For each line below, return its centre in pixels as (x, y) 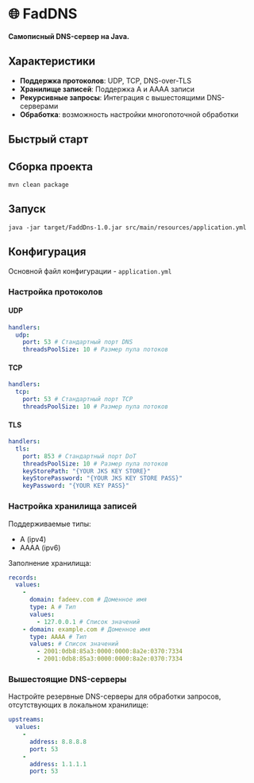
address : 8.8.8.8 (58, 742)
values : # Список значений (74, 644)
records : (23, 578)
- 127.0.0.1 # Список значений (89, 621)
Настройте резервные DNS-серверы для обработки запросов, (115, 696)
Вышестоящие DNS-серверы (67, 679)
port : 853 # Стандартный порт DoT (79, 456)
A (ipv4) (33, 539)
